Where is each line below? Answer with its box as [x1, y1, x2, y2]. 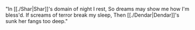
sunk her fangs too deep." [5, 18, 68, 24]
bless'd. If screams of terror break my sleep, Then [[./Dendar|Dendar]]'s [5, 12, 179, 18]
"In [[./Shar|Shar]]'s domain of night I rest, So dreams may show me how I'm [5, 6, 190, 12]
